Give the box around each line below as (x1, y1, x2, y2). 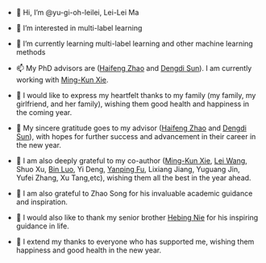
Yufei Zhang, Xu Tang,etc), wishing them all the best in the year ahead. (15, 173, 251, 183)
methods (15, 47, 46, 56)
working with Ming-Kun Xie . (15, 75, 109, 84)
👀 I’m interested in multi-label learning (15, 23, 143, 32)
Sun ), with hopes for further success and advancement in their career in (15, 132, 256, 141)
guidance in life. (15, 221, 70, 231)
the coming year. (15, 108, 73, 117)
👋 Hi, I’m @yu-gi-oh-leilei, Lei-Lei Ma (15, 8, 139, 17)
